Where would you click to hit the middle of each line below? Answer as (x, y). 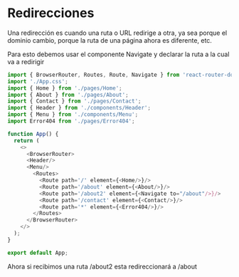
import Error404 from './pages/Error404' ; (71, 121)
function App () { (33, 134)
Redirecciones (51, 13)
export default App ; (38, 253)
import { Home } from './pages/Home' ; (65, 88)
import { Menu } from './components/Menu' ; (73, 115)
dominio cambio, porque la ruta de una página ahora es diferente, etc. (110, 40)
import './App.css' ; (38, 81)
